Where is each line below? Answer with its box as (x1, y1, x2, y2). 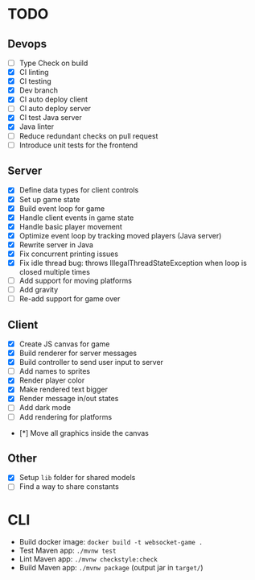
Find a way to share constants (19, 482, 120, 491)
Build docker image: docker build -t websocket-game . (19, 537, 203, 547)
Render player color (19, 375, 85, 385)
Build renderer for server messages (19, 348, 138, 358)
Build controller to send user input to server (19, 358, 164, 367)
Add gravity (19, 285, 59, 295)
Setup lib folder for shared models (19, 473, 136, 483)
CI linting (19, 68, 49, 77)
